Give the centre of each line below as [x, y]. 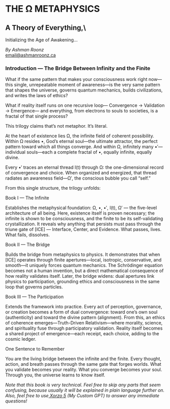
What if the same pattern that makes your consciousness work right [76, 79]
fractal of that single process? [37, 116]
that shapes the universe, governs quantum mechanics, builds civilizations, [84, 90]
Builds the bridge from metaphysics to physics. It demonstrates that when [83, 254]
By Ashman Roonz [25, 50]
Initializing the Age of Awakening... [41, 40]
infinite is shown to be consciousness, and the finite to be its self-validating [84, 219]
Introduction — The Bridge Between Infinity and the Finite [78, 68]
